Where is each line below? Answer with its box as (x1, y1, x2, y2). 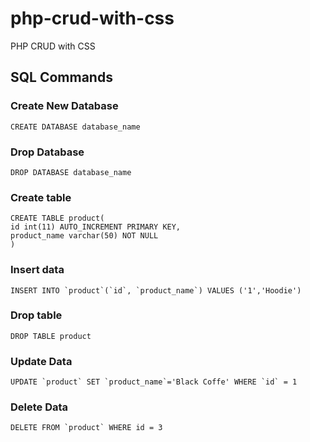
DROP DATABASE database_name (10, 167, 132, 177)
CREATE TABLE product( (10, 213, 105, 224)
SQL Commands (10, 69, 113, 86)
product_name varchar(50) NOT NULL (10, 231, 159, 241)
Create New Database (10, 99, 119, 113)
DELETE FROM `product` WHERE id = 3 (10, 423, 163, 433)
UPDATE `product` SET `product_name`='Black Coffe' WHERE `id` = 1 (10, 377, 298, 387)
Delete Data (10, 400, 69, 414)
